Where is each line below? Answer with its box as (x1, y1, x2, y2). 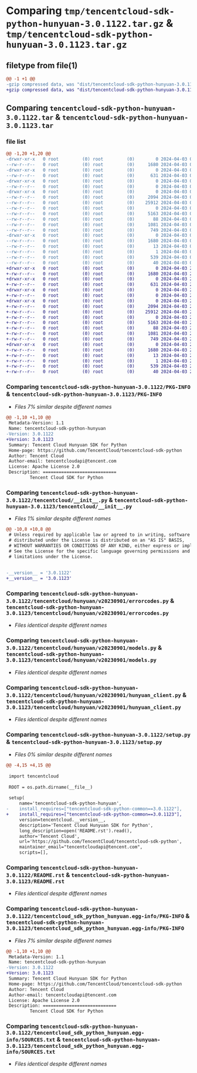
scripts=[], (19, 850, 49, 855)
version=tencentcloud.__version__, (19, 817, 107, 823)
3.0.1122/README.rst (6, 872, 65, 879)
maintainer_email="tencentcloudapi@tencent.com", (19, 844, 143, 850)
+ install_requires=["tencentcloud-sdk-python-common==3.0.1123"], (6, 811, 182, 817)
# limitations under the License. (8, 554, 93, 559)
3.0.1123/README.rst (6, 878, 65, 885)
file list (6, 137, 26, 145)
